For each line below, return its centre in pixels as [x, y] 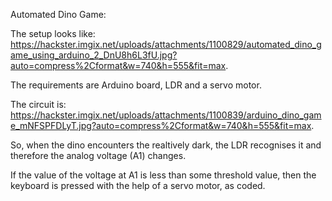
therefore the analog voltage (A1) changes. [98, 155]
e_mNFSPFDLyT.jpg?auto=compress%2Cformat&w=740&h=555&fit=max [161, 125]
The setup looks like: [53, 33]
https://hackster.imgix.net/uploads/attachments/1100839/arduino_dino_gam [166, 115]
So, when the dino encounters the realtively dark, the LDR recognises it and [166, 145]
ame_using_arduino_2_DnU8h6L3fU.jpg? [94, 55]
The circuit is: [38, 104]
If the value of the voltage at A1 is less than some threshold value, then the [163, 175]
